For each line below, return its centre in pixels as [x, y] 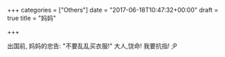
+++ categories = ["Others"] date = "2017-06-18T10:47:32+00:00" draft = [113, 10]
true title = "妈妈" [32, 18]
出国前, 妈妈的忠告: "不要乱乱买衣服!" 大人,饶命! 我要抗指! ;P [92, 46]
